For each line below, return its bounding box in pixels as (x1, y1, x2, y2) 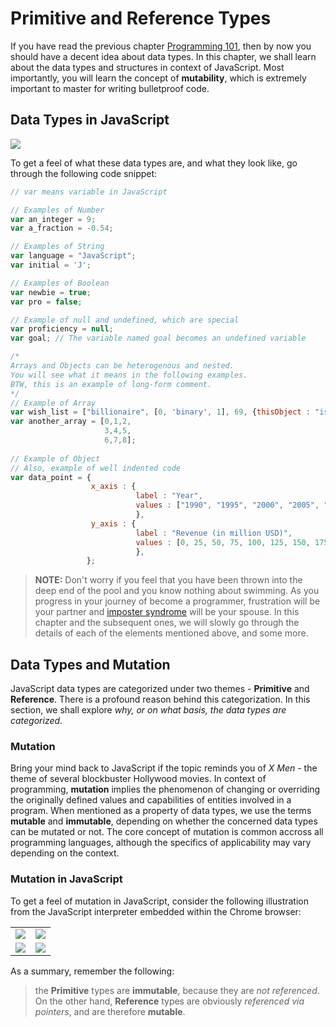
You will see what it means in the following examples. (10, 370, 248, 380)
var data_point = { (10, 472, 92, 482)
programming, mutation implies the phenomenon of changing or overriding (10, 783, 321, 796)
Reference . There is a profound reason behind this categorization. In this (10, 693, 311, 706)
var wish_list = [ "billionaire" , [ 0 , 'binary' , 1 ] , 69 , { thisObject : (10, 407, 311, 417)
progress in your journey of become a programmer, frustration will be (34, 595, 321, 607)
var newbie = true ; (10, 287, 92, 297)
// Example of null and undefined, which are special (10, 315, 240, 325)
